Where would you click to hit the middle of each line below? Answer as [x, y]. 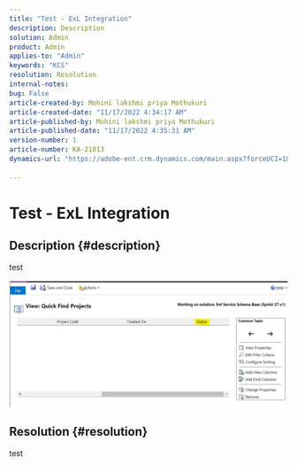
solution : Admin [39, 37]
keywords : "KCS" [39, 66]
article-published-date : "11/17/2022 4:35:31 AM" [103, 131]
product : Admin [37, 47]
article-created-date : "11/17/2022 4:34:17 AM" [99, 112]
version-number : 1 [43, 140]
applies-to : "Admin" [47, 56]
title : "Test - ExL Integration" [71, 19]
